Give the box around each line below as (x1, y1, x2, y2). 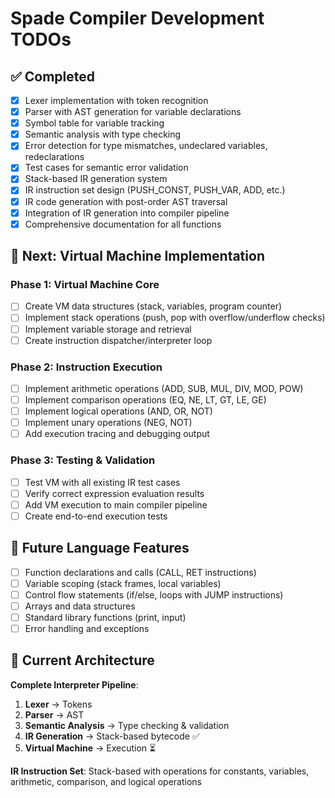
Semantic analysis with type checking (24, 128, 182, 141)
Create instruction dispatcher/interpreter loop (24, 334, 213, 346)
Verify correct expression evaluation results (24, 487, 205, 499)
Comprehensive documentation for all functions (24, 218, 222, 230)
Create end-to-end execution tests (24, 510, 168, 522)
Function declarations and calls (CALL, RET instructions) (24, 566, 257, 578)
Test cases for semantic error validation (24, 162, 189, 174)
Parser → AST (24, 708, 85, 721)
